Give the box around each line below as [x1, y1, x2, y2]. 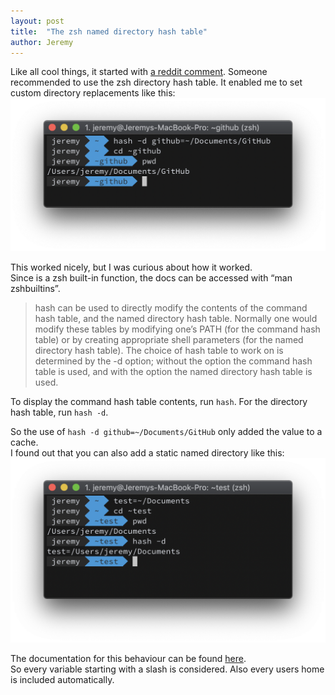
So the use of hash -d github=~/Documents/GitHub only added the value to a [10, 425, 323, 437]
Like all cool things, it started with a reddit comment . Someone [10, 66, 268, 78]
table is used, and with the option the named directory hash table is [34, 365, 313, 377]
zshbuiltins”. [10, 282, 61, 294]
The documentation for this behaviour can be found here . [10, 653, 247, 665]
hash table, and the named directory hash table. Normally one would [34, 312, 318, 324]
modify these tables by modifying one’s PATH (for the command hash [34, 323, 321, 335]
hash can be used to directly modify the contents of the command [34, 301, 308, 314]
